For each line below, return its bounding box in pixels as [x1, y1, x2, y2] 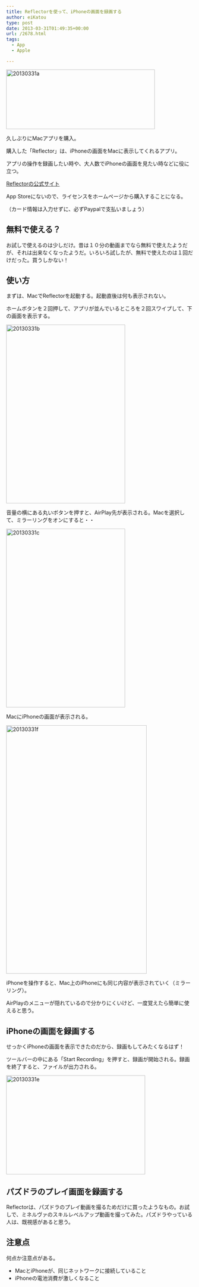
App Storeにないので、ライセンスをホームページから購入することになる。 [6, 192, 187, 200]
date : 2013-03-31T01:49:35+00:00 [6, 25, 89, 32]
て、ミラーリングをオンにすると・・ [6, 517, 95, 524]
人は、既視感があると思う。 [6, 1218, 74, 1225]
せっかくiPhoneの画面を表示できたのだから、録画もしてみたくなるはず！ [6, 1043, 185, 1050]
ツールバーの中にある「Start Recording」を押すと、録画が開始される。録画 [6, 1056, 190, 1063]
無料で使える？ [6, 225, 61, 235]
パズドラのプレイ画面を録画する [6, 1186, 124, 1196]
